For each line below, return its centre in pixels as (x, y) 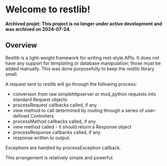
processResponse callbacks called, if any (57, 132)
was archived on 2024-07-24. (38, 29)
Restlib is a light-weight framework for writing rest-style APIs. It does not (82, 58)
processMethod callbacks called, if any (54, 121)
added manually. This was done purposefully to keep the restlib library (80, 68)
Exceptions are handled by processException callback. (63, 147)
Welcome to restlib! (48, 10)
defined (21, 116)
